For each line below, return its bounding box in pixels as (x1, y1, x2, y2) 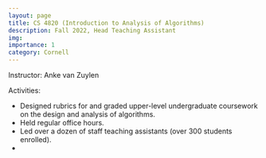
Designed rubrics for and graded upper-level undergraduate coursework (19, 101, 259, 110)
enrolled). (19, 135, 52, 144)
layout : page (8, 11, 52, 20)
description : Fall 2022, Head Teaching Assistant (8, 26, 177, 34)
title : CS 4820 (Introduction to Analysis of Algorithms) (8, 19, 205, 27)
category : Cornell (8, 48, 69, 56)
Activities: (8, 86, 41, 95)
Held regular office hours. (19, 118, 105, 127)
